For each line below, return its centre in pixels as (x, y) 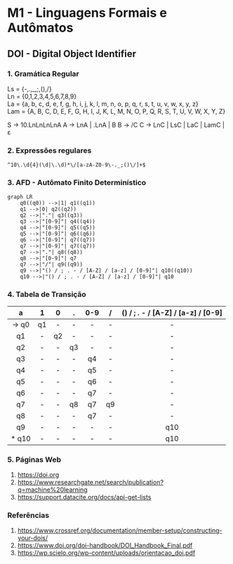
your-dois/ (33, 538)
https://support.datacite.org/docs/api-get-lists (84, 497)
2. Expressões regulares (49, 150)
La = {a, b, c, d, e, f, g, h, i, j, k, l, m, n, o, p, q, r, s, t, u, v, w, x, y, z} (103, 104)
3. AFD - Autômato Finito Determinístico (77, 182)
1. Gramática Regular (43, 74)
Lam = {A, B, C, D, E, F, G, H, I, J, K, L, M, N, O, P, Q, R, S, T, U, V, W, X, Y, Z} (116, 111)
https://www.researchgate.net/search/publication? (90, 483)
